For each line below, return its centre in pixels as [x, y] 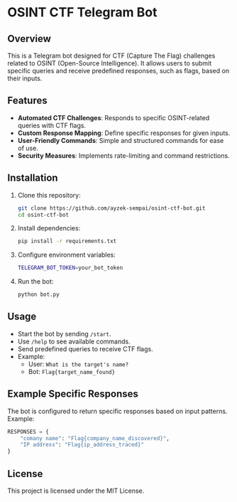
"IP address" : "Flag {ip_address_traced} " [82, 445]
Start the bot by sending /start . [64, 333]
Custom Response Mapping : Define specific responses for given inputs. [124, 133]
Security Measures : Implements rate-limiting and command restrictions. [123, 155]
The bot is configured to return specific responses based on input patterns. [117, 411]
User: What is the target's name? [78, 364]
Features [27, 101]
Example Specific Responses [73, 394]
